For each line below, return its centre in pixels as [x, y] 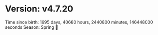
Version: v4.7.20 [39, 9]
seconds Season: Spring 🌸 [32, 27]
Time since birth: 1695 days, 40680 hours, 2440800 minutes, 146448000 [79, 22]
